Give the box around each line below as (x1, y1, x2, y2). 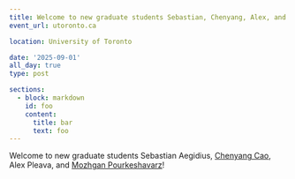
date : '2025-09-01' (9, 53, 81, 62)
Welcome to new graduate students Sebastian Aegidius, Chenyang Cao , (9, 151, 272, 161)
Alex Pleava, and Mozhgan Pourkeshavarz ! (9, 160, 165, 170)
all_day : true (9, 61, 62, 71)
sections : (9, 86, 46, 94)
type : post (9, 70, 49, 78)
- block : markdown (17, 93, 86, 102)
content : (25, 109, 57, 119)
